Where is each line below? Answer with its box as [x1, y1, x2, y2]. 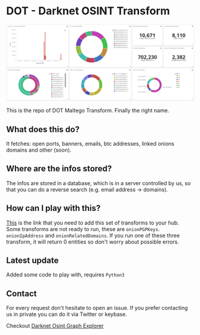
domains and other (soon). [6, 146, 72, 153]
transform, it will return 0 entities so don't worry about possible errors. [6, 238, 179, 245]
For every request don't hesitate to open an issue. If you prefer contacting [6, 305, 188, 312]
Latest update [6, 256, 59, 265]
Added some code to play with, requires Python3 [6, 271, 125, 278]
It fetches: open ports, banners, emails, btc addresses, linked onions [6, 140, 175, 147]
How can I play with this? [6, 203, 101, 213]
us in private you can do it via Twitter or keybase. [6, 311, 127, 318]
